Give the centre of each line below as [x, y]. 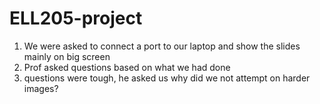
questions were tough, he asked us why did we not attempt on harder [167, 78]
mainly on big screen [67, 56]
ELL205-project [76, 18]
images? [41, 88]
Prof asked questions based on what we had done [127, 67]
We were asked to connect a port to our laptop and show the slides [162, 46]
